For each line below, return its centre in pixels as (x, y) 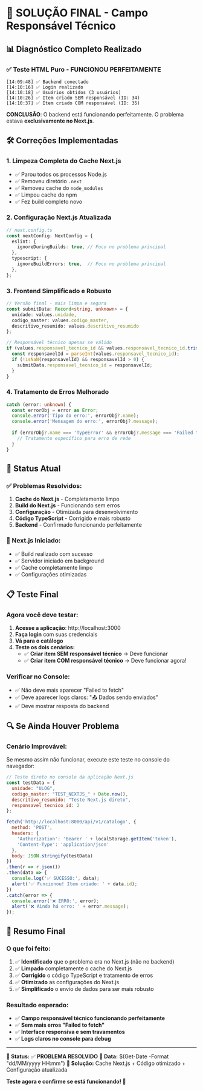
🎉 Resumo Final (36, 931)
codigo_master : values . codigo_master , (61, 320)
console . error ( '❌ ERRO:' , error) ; (56, 901)
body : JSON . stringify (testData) (53, 856)
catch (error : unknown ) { (39, 404)
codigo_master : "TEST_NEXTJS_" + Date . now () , (70, 794)
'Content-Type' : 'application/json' (63, 844)
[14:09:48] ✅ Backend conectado (47, 82)
